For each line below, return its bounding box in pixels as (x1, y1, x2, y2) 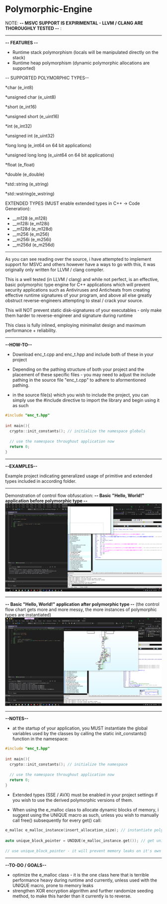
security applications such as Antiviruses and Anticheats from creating (5, 287, 150, 293)
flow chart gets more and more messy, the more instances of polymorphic (5, 606, 157, 612)
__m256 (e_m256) (12, 231, 50, 237)
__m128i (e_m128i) (12, 220, 50, 226)
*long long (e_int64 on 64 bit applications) (5, 142, 92, 148)
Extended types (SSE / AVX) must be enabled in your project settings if (12, 791, 158, 798)
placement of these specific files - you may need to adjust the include (12, 371, 156, 377)
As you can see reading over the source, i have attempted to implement (5, 256, 152, 262)
